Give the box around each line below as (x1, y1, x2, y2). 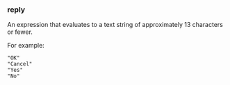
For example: (7, 41, 45, 50)
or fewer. (7, 28, 33, 36)
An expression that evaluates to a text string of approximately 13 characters (7, 21, 224, 29)
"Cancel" (7, 61, 33, 68)
